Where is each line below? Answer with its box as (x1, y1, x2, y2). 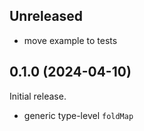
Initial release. (9, 90, 67, 102)
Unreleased (9, 8, 84, 25)
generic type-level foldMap (23, 109, 134, 121)
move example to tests (23, 34, 118, 46)
